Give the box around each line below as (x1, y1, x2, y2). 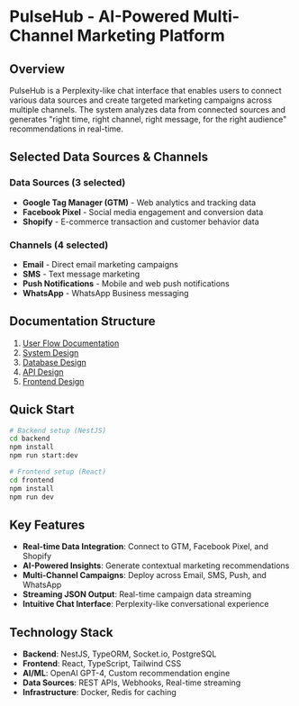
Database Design (22, 357, 87, 367)
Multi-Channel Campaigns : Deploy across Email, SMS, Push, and (22, 570, 267, 581)
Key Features (9, 518, 86, 532)
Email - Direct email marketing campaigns (22, 258, 178, 269)
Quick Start (9, 403, 75, 418)
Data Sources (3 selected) (9, 176, 126, 189)
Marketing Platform (77, 25, 225, 46)
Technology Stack (9, 624, 113, 640)
